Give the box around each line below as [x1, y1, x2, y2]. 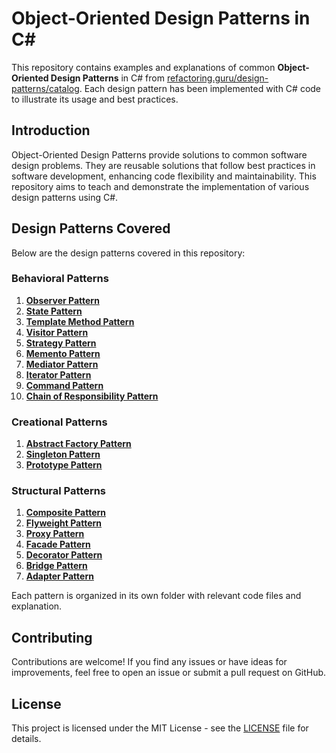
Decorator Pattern [25, 549, 103, 561]
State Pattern [25, 305, 83, 317]
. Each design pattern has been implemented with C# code [79, 82, 322, 94]
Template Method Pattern [25, 315, 135, 327]
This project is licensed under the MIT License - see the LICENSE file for [11, 722, 309, 734]
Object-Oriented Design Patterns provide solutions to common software [11, 148, 308, 161]
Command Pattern [25, 379, 104, 391]
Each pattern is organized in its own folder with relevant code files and [11, 590, 302, 602]
